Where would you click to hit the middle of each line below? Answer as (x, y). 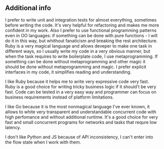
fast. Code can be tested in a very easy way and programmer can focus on (81, 92)
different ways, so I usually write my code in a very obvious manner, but (78, 51)
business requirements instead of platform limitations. (59, 97)
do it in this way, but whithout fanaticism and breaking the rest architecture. (82, 41)
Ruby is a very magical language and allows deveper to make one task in (79, 46)
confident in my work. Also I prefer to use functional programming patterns (81, 30)
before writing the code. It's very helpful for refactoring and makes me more (82, 25)
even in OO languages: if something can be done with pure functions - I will (82, 35)
